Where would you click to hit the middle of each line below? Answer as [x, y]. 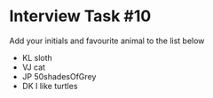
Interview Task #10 [80, 16]
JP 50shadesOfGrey [59, 76]
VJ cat [34, 67]
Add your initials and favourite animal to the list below [107, 41]
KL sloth [37, 57]
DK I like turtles [50, 86]
